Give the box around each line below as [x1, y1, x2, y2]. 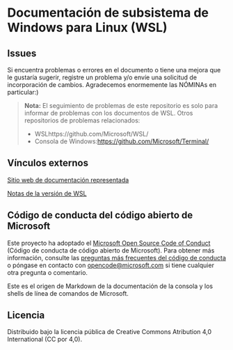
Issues [7, 47, 37, 59]
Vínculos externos [7, 157, 89, 169]
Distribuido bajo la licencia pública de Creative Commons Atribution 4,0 [7, 328, 212, 336]
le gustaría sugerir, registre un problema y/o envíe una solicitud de [7, 73, 197, 81]
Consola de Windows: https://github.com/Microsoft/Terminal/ [34, 137, 209, 145]
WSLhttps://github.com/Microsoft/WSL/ [34, 130, 149, 138]
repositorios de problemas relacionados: [24, 116, 140, 125]
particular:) [7, 88, 39, 96]
